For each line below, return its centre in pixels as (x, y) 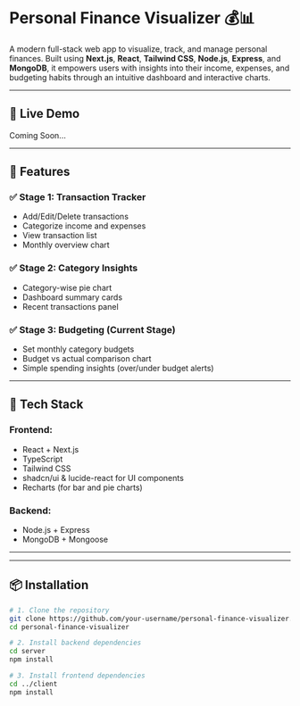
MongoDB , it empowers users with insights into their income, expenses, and (150, 68)
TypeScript (42, 459)
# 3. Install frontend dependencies (77, 676)
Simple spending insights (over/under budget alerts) (118, 369)
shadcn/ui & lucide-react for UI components (103, 478)
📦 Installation (49, 585)
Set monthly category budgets (78, 349)
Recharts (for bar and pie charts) (82, 487)
